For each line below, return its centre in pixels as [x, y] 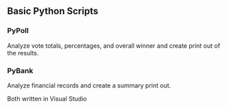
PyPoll [18, 31]
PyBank [20, 70]
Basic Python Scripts [53, 11]
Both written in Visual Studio [47, 98]
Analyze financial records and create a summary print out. [89, 85]
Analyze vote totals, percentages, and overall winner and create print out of [114, 45]
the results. [23, 53]
